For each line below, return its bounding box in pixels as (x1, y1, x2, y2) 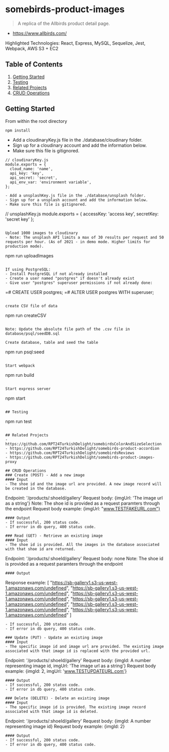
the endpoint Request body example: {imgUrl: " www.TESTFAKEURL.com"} (5, 505, 160, 511)
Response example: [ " (5, 579, 53, 585)
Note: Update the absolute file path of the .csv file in (5, 326, 130, 332)
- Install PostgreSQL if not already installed (5, 271, 108, 276)
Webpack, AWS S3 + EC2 (5, 45, 59, 51)
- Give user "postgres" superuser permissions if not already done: (5, 280, 153, 285)
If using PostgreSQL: (5, 267, 51, 272)
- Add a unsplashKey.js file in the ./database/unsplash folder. (5, 193, 146, 198)
